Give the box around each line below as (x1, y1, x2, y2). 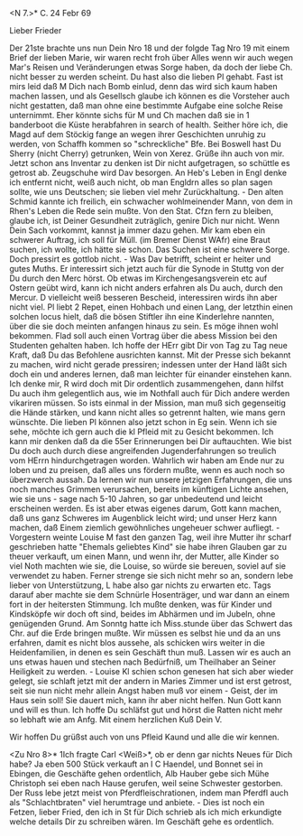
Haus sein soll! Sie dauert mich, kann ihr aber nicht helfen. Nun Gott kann (9, 695, 282, 705)
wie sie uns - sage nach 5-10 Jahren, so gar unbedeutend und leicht (9, 494, 263, 504)
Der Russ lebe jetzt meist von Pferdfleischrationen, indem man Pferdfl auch (9, 787, 289, 798)
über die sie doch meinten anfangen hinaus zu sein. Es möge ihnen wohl (9, 320, 279, 331)
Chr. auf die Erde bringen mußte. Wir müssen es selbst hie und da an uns (9, 627, 281, 638)
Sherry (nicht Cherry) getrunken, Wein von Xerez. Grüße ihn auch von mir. (9, 148, 285, 159)
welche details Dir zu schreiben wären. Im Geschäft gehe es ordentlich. (9, 816, 275, 827)
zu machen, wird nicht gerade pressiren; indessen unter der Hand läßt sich (9, 359, 288, 369)
